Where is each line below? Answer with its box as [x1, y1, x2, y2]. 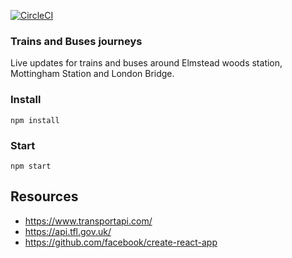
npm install [10, 115, 60, 125]
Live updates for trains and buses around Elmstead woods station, [10, 57, 283, 69]
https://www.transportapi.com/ [24, 215, 153, 227]
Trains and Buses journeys [10, 34, 143, 48]
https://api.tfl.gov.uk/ [24, 225, 112, 237]
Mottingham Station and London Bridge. [10, 68, 175, 80]
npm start [10, 161, 52, 171]
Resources [10, 188, 79, 205]
